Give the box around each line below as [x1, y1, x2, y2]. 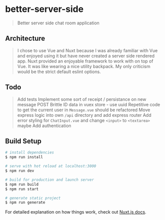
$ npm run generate [5, 200, 46, 205]
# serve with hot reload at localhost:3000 [5, 164, 97, 169]
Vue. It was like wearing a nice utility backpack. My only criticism [17, 63, 151, 69]
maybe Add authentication [17, 123, 72, 129]
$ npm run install [5, 155, 43, 160]
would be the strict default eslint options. [17, 69, 101, 74]
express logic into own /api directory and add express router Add [17, 112, 152, 118]
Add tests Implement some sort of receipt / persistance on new [17, 96, 147, 102]
